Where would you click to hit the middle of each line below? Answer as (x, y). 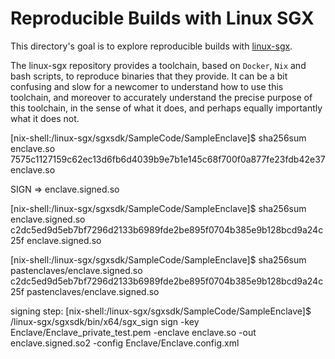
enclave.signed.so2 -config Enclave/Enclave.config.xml (125, 343)
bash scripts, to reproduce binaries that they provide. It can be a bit (149, 76)
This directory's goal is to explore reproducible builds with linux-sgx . (151, 46)
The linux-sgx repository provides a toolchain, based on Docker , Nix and (158, 65)
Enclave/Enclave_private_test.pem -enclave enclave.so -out (133, 332)
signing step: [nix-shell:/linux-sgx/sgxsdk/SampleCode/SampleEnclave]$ (161, 311)
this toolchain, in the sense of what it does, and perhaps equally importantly (166, 108)
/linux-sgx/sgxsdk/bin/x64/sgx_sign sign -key (105, 321)
